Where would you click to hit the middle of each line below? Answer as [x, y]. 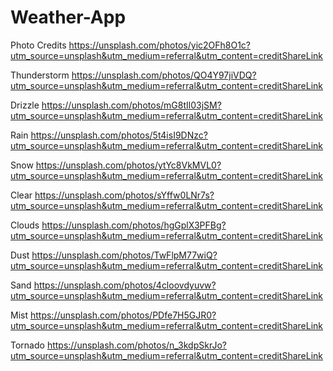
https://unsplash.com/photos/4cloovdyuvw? [125, 285]
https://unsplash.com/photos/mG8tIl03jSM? [131, 105]
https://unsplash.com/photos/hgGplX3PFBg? [134, 225]
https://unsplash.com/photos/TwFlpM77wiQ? [124, 255]
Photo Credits [38, 45]
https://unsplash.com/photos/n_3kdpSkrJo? [136, 345]
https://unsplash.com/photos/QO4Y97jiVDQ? [164, 75]
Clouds [25, 225]
